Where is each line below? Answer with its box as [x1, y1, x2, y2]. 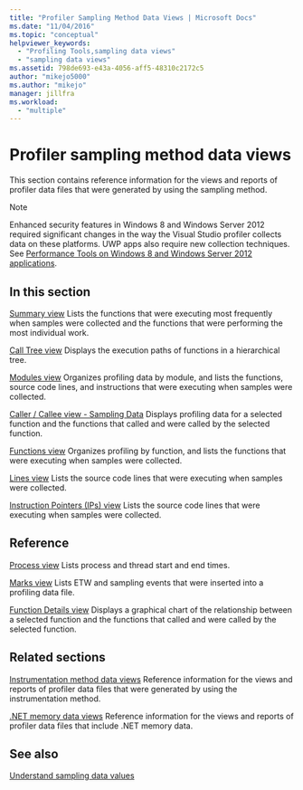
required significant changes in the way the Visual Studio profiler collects [9, 229, 282, 240]
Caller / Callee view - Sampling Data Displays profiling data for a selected [9, 409, 283, 419]
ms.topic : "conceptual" [9, 30, 99, 39]
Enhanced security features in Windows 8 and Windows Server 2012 [9, 219, 265, 231]
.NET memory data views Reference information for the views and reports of [9, 710, 294, 721]
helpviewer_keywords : [9, 38, 91, 48]
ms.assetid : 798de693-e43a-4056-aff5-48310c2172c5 [9, 64, 204, 73]
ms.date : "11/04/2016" [9, 22, 95, 31]
